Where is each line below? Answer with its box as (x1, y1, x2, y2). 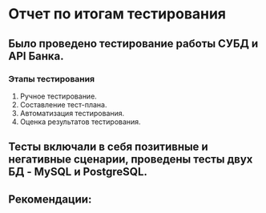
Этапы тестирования (8, 73, 95, 84)
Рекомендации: (8, 192, 92, 206)
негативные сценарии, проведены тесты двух (8, 153, 253, 167)
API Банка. (8, 49, 64, 62)
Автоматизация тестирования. (19, 108, 125, 118)
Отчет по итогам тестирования (8, 5, 227, 23)
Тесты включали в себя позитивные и (8, 140, 208, 154)
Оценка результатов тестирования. (19, 117, 142, 127)
